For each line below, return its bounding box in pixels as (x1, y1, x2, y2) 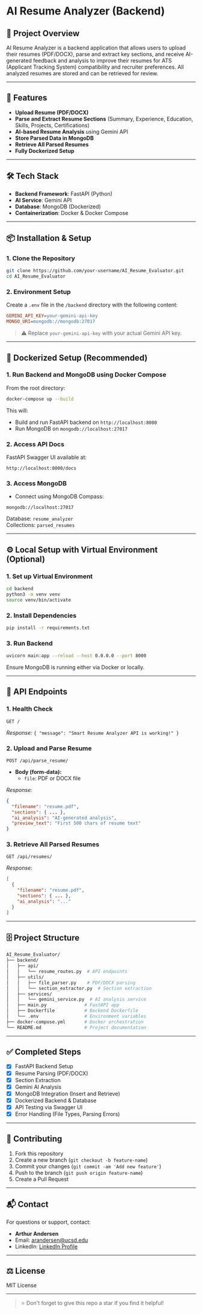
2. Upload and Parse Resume (6, 744, 92, 752)
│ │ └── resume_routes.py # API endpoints (6, 968, 128, 975)
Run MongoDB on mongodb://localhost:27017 (14, 425, 128, 432)
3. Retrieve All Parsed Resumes (6, 840, 100, 848)
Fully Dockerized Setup (14, 147, 75, 154)
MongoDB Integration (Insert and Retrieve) (14, 1090, 120, 1097)
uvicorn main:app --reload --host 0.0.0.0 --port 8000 (6, 653, 147, 659)
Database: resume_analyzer (6, 515, 73, 522)
